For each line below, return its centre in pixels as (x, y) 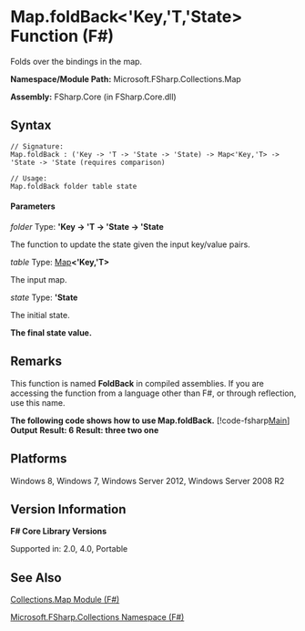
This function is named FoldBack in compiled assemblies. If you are (137, 383)
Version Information (68, 509)
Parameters (33, 206)
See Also (36, 578)
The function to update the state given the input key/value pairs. (131, 244)
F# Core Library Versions (59, 532)
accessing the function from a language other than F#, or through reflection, (153, 393)
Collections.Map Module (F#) (65, 600)
